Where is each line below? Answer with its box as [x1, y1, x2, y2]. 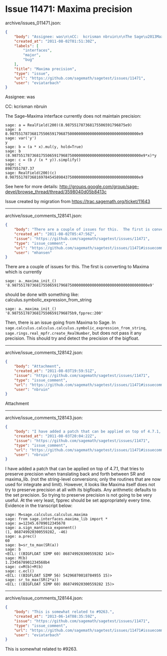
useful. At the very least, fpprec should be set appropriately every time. [5, 498, 152, 504]
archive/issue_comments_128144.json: [5, 595, 83, 601]
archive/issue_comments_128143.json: [5, 415, 83, 421]
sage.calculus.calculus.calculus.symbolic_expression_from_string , [5, 325, 147, 331]
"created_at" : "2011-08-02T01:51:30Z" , [14, 39, 97, 44]
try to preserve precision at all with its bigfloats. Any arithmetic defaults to [5, 487, 157, 493]
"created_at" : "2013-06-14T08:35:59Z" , [14, 614, 97, 619]
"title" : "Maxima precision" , [14, 66, 77, 72]
